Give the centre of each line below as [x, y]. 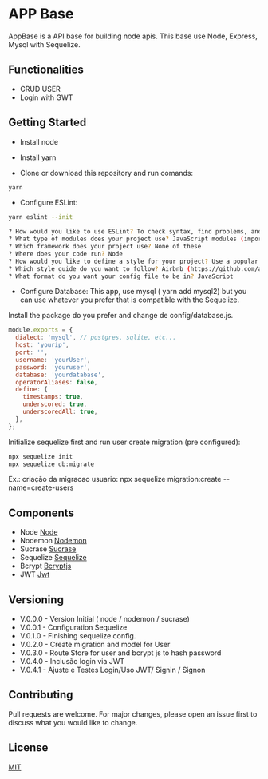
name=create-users [41, 487]
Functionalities [46, 70]
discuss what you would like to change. [73, 722]
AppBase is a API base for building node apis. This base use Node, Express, [133, 36]
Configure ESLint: [49, 203]
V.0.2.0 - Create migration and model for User [95, 645]
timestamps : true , [53, 397]
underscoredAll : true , [60, 412]
